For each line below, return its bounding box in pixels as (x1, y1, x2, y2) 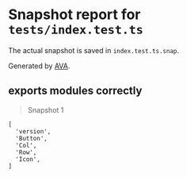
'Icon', (15, 155, 41, 164)
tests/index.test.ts (8, 22, 144, 37)
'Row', (15, 148, 37, 156)
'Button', (15, 134, 48, 142)
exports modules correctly (8, 84, 143, 98)
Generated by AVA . (8, 61, 71, 71)
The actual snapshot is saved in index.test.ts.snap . (8, 45, 180, 55)
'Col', (15, 141, 37, 149)
